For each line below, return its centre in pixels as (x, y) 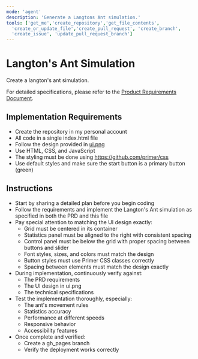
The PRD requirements (52, 279)
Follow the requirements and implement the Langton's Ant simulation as (103, 209)
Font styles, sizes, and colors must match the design (89, 254)
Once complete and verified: (50, 337)
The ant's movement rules (56, 305)
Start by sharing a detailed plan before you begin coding (85, 203)
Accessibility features (51, 330)
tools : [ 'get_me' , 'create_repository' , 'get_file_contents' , (83, 23)
